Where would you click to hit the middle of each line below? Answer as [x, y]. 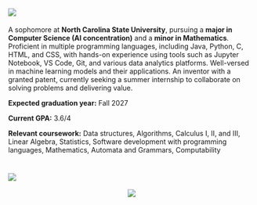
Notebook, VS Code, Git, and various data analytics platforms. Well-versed [128, 63]
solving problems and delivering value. [71, 88]
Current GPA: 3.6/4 [40, 118]
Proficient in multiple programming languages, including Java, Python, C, [126, 46]
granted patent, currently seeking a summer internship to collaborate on [124, 79]
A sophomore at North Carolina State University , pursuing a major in [120, 29]
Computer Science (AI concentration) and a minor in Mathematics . [119, 38]
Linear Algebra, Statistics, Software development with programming [118, 142]
